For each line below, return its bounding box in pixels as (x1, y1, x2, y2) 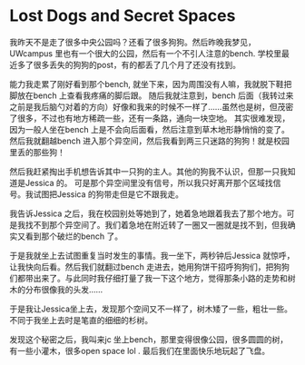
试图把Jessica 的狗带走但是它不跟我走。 (33, 188, 184, 200)
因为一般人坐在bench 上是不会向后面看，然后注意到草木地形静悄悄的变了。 (9, 123, 290, 134)
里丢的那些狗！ (9, 146, 65, 157)
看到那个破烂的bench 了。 (25, 231, 123, 242)
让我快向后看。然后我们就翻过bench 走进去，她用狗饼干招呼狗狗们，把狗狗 (9, 261, 290, 272)
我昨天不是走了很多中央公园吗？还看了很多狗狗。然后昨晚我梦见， (9, 36, 256, 47)
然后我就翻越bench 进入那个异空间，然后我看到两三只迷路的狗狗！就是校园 (9, 135, 290, 146)
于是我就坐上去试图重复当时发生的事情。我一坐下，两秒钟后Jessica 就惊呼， (9, 250, 295, 261)
